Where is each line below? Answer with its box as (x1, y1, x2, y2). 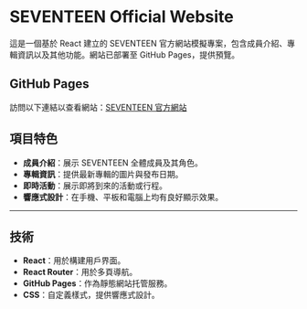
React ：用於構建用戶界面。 (22, 255, 126, 266)
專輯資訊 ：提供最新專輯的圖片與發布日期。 (22, 168, 184, 179)
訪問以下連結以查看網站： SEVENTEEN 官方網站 (9, 101, 187, 112)
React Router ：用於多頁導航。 (22, 267, 138, 278)
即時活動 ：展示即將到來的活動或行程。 (22, 180, 167, 191)
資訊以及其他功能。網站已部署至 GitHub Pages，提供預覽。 (16, 48, 240, 60)
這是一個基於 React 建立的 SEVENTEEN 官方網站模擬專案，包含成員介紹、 (9, 37, 288, 48)
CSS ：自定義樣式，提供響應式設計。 (22, 290, 160, 301)
